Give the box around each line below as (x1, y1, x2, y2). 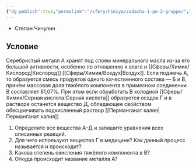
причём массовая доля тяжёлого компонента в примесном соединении (6, 82, 187, 89)
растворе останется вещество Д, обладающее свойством (6, 101, 152, 108)
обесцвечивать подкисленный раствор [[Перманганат (6, 107, 143, 114)
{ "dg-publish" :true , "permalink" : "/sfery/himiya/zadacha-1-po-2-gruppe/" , (6, 8, 190, 15)
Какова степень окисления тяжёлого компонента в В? (14, 149, 150, 156)
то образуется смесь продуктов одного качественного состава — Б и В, (6, 76, 187, 83)
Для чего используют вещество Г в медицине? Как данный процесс (14, 137, 185, 144)
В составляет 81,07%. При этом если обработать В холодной (6, 88, 159, 95)
